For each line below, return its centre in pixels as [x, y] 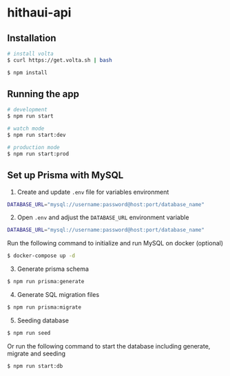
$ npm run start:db [35, 366]
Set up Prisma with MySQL [65, 176]
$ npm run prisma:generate [46, 282]
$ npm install [28, 73]
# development [28, 110]
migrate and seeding [36, 353]
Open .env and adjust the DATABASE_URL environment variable [103, 217]
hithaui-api [39, 13]
